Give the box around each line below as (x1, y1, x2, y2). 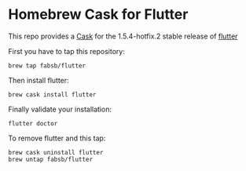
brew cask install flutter (8, 90, 97, 99)
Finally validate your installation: (8, 104, 112, 114)
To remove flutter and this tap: (8, 133, 106, 143)
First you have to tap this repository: (8, 46, 126, 56)
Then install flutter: (8, 75, 69, 85)
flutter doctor (8, 119, 58, 127)
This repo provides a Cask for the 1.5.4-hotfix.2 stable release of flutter (8, 31, 238, 41)
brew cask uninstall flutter (8, 148, 104, 156)
